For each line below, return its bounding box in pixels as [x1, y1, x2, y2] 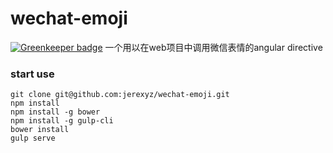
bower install [10, 125, 70, 135]
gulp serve [10, 133, 56, 144]
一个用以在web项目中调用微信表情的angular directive [104, 41, 323, 53]
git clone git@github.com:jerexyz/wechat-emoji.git [10, 90, 230, 100]
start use [10, 67, 55, 81]
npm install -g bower [10, 107, 101, 117]
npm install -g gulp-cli [10, 116, 114, 126]
